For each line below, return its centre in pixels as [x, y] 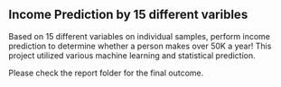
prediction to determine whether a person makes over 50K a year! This [140, 46]
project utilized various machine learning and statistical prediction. [132, 55]
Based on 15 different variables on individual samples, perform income [140, 36]
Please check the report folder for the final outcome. [106, 73]
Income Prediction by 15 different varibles [128, 15]
